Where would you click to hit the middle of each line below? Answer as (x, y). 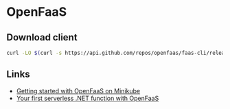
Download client (42, 37)
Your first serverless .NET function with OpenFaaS (88, 98)
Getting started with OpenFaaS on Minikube (78, 90)
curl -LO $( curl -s (34, 53)
